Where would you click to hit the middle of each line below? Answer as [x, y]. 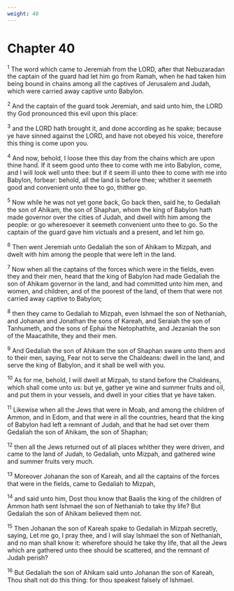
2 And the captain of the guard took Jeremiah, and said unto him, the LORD [115, 105]
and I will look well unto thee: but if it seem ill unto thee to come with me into [117, 173]
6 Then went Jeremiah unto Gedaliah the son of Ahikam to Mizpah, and [109, 246]
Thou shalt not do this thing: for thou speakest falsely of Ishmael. [101, 580]
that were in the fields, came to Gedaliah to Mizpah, [81, 484]
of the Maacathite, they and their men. [62, 335]
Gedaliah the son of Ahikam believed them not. [74, 513]
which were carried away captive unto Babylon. [76, 91]
